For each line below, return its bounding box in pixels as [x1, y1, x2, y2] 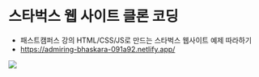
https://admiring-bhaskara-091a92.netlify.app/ [19, 44, 176, 54]
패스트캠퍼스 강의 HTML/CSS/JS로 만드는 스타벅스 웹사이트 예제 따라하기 [19, 35, 253, 45]
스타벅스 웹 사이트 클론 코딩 [8, 7, 179, 26]
